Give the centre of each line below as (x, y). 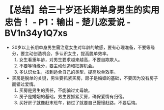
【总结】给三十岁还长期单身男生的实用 (82, 10)
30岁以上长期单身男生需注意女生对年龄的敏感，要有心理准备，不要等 (81, 47)
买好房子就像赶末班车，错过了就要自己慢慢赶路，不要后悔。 (79, 102)
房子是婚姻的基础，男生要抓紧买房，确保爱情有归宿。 (73, 96)
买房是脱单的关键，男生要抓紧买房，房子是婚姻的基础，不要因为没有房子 (85, 78)
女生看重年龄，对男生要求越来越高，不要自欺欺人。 (71, 59)
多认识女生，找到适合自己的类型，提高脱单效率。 (68, 72)
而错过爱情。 (25, 84)
